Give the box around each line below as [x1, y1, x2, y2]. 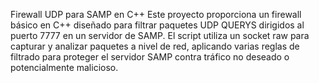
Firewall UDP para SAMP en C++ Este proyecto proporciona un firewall [10, 9, 302, 20]
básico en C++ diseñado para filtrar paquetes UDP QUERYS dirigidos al [10, 19, 305, 31]
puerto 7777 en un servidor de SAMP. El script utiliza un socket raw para [10, 30, 310, 41]
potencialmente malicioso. [10, 62, 119, 73]
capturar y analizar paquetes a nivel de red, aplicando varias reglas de [10, 40, 300, 52]
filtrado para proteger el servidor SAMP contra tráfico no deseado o [10, 51, 290, 63]
